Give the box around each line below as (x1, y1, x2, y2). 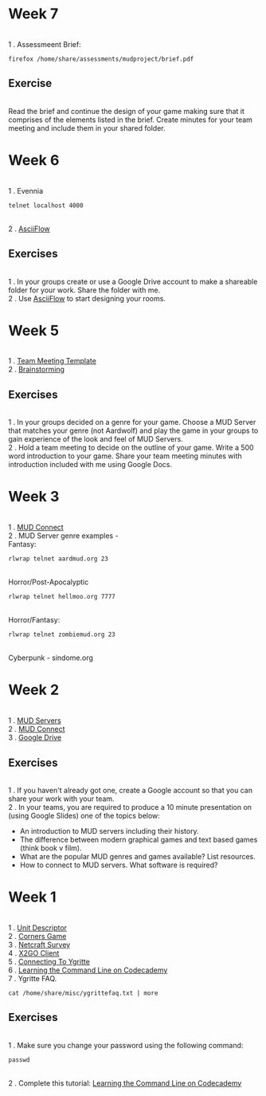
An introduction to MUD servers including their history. (19, 826, 199, 835)
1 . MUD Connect (8, 523, 64, 532)
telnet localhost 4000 (8, 201, 84, 210)
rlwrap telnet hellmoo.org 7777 (8, 593, 115, 601)
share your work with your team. (8, 794, 115, 803)
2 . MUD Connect (8, 725, 65, 734)
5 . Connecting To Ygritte (8, 957, 90, 966)
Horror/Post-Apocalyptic (8, 577, 89, 587)
